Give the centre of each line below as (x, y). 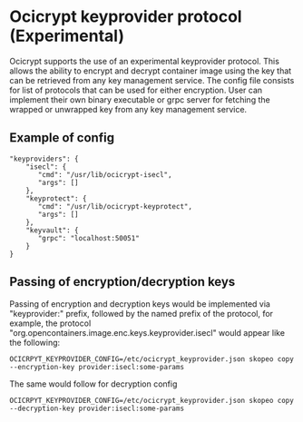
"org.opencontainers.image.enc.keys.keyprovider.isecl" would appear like (147, 332)
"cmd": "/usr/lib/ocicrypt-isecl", (105, 174)
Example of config (62, 138)
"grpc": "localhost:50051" (89, 238)
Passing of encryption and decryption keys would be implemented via (140, 304)
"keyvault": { (52, 230)
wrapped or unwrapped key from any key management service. (128, 109)
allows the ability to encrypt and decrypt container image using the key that (151, 71)
